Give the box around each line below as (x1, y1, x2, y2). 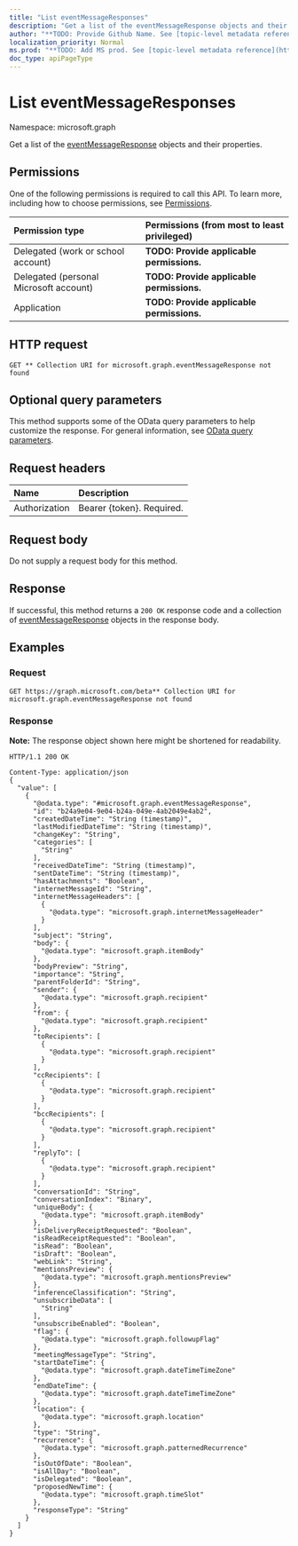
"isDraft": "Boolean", (32, 1249, 117, 1258)
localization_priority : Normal (9, 37, 125, 47)
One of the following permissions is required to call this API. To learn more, (9, 188, 283, 199)
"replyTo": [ (32, 1148, 82, 1157)
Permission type (13, 224, 85, 236)
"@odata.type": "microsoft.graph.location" (41, 1412, 204, 1421)
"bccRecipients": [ (32, 1109, 105, 1118)
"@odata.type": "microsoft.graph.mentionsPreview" (41, 1273, 232, 1282)
